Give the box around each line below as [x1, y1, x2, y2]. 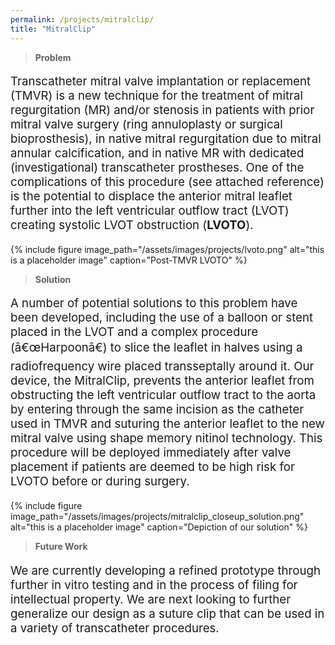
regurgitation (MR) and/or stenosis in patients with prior [10, 102, 315, 118]
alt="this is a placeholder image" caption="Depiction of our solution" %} [10, 521, 308, 533]
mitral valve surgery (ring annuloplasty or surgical [10, 117, 283, 133]
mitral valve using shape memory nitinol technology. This [10, 431, 323, 446]
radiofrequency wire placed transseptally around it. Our [10, 359, 315, 375]
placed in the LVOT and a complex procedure [10, 324, 259, 340]
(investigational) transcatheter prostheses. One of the [10, 160, 305, 176]
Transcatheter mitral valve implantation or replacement [10, 74, 312, 90]
